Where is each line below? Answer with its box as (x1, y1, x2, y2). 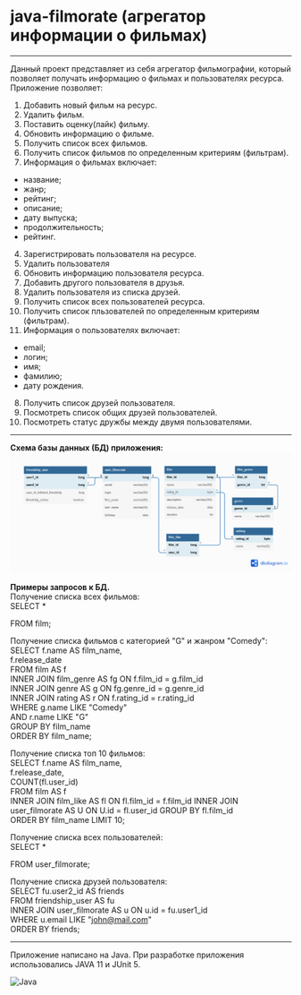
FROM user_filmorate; (10, 859, 90, 870)
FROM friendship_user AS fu (10, 896, 115, 906)
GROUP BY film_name (10, 721, 91, 732)
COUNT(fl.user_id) (10, 776, 79, 787)
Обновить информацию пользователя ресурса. (22, 267, 205, 279)
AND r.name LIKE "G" (10, 712, 89, 723)
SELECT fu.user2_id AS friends (10, 886, 124, 896)
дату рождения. (22, 380, 84, 390)
